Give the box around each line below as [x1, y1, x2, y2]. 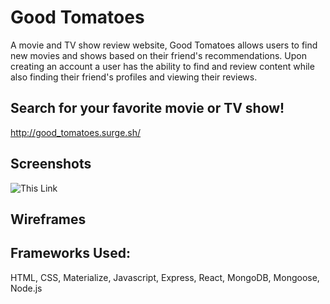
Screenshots [10, 156, 92, 173]
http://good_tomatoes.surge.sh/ [10, 126, 142, 138]
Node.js [10, 282, 43, 294]
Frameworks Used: [10, 245, 131, 262]
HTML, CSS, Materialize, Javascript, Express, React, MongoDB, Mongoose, [10, 271, 320, 283]
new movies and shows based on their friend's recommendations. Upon [10, 49, 307, 61]
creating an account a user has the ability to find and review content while [10, 60, 315, 72]
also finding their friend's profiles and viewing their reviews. [10, 71, 258, 83]
